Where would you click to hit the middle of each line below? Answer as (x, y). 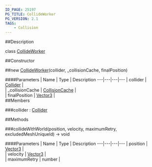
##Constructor (20, 61)
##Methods (17, 119)
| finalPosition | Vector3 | (30, 95)
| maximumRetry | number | (33, 159)
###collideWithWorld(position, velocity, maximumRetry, (61, 129)
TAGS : (11, 23)
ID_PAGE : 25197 (21, 10)
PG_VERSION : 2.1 (22, 19)
